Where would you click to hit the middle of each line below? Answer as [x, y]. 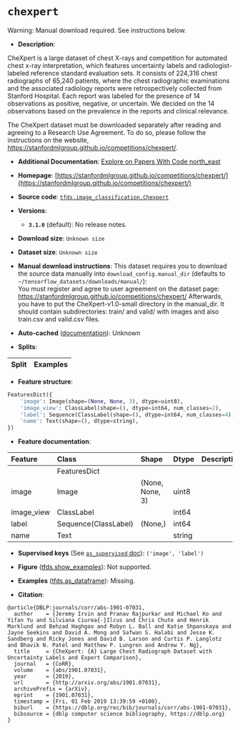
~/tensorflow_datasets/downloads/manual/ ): [82, 281]
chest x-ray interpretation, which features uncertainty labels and [102, 65]
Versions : [32, 210]
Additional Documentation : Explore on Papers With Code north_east [119, 161]
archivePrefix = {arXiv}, [52, 689]
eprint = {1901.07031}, [54, 695]
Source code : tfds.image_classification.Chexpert [93, 196]
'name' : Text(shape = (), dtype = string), [80, 421]
